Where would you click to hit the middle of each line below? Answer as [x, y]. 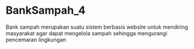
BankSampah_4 [46, 10]
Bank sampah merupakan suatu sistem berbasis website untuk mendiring [97, 27]
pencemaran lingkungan [36, 39]
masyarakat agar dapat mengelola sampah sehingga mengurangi [86, 33]
